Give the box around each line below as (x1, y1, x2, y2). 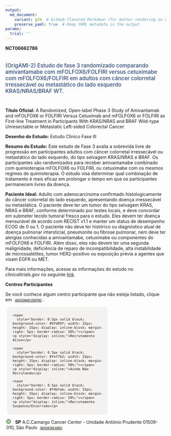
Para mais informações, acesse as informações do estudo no (5, 266, 134, 272)
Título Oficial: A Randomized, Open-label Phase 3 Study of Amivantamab (5, 107, 159, 113)
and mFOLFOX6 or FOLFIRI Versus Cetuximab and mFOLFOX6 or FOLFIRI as (5, 113, 165, 119)
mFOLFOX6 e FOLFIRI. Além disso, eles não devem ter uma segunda (5, 240, 149, 246)
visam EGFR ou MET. (5, 256, 49, 262)
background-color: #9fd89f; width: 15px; (12, 321, 93, 326)
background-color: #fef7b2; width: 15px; (12, 354, 93, 359)
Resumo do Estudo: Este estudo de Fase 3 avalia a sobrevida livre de (5, 143, 151, 149)
